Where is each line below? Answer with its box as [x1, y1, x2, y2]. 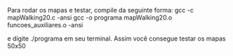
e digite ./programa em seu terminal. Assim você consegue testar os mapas [7, 34, 226, 43]
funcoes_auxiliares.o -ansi [7, 21, 84, 29]
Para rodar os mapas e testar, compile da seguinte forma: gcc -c [7, 6, 194, 14]
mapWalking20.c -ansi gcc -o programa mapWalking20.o [7, 13, 173, 22]
